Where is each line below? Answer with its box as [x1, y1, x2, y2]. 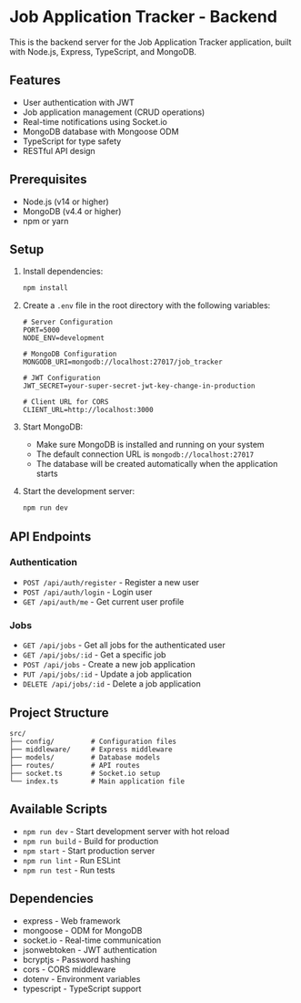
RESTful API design [22, 145, 95, 156]
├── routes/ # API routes [9, 760, 141, 770]
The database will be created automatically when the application [35, 459, 278, 470]
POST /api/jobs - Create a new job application [22, 659, 196, 670]
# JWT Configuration [22, 374, 101, 383]
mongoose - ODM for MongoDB [22, 925, 143, 936]
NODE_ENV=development [22, 334, 105, 343]
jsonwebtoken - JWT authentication [22, 944, 157, 955]
